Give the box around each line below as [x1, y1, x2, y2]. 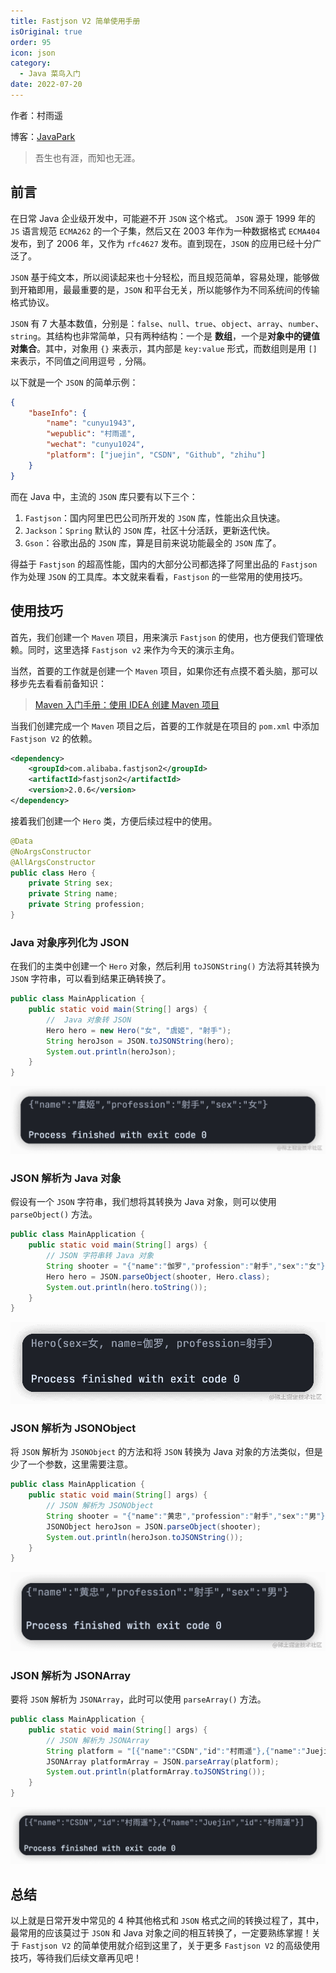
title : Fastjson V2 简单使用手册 [10, 16, 141, 26]
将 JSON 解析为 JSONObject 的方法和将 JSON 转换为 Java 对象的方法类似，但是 [10, 1446, 323, 1458]
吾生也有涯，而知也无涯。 [34, 151, 141, 164]
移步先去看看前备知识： [10, 677, 107, 689]
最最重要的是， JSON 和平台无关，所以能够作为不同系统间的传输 [62, 283, 320, 295]
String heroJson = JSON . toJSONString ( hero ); [46, 1036, 235, 1046]
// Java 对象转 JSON [46, 1015, 132, 1025]
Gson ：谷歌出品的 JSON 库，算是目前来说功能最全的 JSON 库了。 [24, 536, 282, 549]
